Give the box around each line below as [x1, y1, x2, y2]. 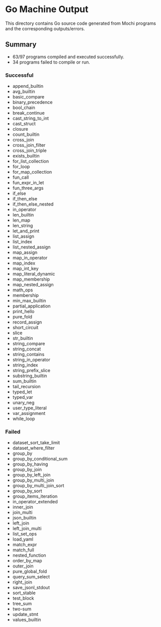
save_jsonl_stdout [12, 585, 50, 591]
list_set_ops [12, 531, 37, 537]
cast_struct [12, 121, 36, 127]
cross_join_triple [12, 147, 47, 153]
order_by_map [12, 558, 42, 564]
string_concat [12, 346, 41, 352]
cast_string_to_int [12, 115, 49, 122]
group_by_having [12, 461, 48, 467]
